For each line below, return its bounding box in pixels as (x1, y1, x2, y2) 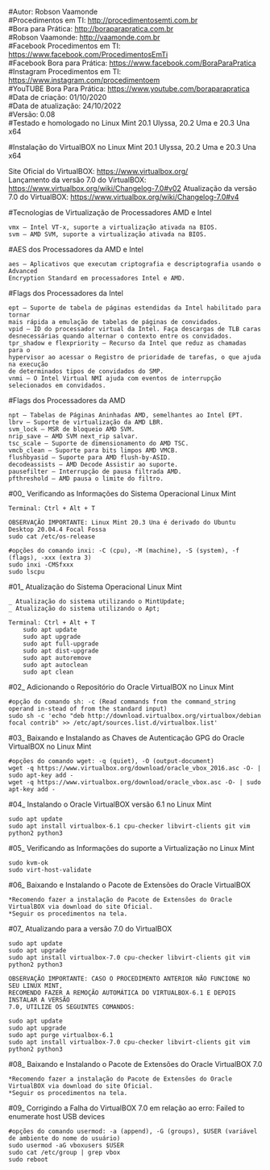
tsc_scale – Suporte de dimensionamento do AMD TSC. (8, 439, 189, 447)
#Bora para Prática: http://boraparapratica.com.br (8, 24, 174, 33)
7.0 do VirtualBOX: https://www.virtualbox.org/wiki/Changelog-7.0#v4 (8, 193, 239, 201)
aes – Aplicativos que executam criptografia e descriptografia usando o (8, 260, 262, 268)
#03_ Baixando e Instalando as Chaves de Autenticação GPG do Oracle (8, 733, 245, 742)
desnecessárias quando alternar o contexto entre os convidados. (8, 332, 232, 340)
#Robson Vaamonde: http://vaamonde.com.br (8, 32, 160, 42)
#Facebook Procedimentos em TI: (8, 41, 121, 51)
